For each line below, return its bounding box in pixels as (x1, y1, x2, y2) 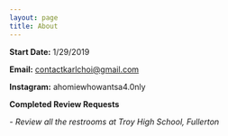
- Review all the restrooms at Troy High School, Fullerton (9, 116, 220, 127)
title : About (9, 22, 59, 31)
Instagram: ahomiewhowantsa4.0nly (9, 81, 146, 92)
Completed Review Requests (9, 98, 120, 109)
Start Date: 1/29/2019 (9, 46, 90, 57)
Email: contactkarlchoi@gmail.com (9, 64, 140, 75)
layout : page (9, 13, 59, 23)
